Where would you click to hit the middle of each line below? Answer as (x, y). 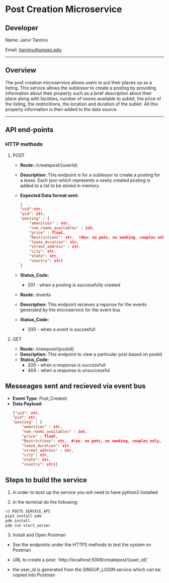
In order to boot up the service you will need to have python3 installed (85, 492)
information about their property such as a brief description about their (79, 93)
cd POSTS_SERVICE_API (28, 511)
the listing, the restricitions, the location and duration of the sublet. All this (82, 104)
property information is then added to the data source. (62, 109)
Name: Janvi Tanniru (27, 40)
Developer (22, 28)
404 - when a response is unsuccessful (69, 370)
